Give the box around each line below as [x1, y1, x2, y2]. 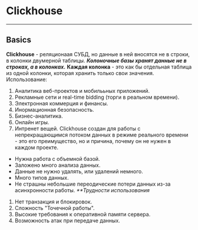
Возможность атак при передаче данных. [14, 217, 121, 224]
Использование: [6, 76, 47, 83]
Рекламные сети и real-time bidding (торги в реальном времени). [14, 93, 180, 101]
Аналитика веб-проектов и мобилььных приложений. [14, 87, 150, 94]
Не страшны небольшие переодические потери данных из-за [14, 180, 171, 187]
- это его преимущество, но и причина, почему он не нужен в [14, 137, 171, 144]
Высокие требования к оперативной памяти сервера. [14, 210, 151, 218]
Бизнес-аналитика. [14, 112, 63, 119]
